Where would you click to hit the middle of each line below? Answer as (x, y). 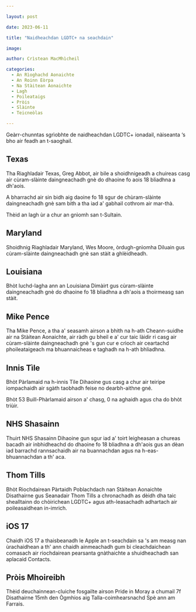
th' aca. (57, 456)
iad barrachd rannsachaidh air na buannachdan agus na (73, 451)
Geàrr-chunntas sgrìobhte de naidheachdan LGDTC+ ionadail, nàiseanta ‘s (96, 135)
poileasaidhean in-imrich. (37, 508)
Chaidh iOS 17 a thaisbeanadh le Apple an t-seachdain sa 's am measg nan (96, 540)
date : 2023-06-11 (27, 27)
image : (14, 48)
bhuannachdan (24, 456)
